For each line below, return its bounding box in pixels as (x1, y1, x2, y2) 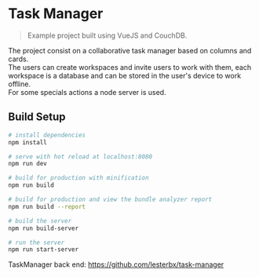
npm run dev (8, 160, 47, 168)
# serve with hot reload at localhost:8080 (8, 152, 153, 161)
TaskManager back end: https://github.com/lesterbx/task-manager (8, 260, 224, 269)
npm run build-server (8, 224, 79, 232)
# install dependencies (8, 131, 86, 139)
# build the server (8, 217, 72, 224)
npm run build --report (8, 202, 86, 210)
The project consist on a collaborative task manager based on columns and (8, 46, 252, 55)
